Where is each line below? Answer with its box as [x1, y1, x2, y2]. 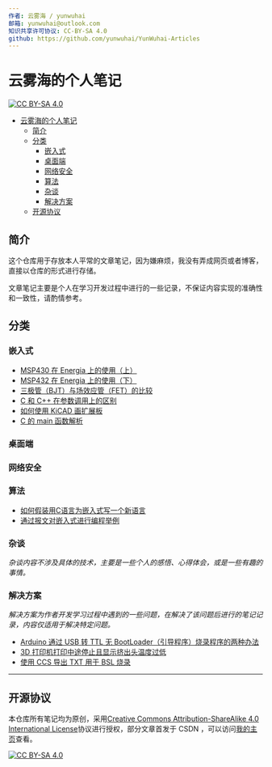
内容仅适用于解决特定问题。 [22, 620, 115, 629]
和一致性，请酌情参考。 [8, 293, 86, 303]
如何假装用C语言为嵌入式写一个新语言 [19, 505, 147, 515]
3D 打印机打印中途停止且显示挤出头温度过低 [19, 647, 167, 657]
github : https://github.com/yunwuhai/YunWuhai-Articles [8, 34, 200, 43]
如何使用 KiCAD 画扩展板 [19, 405, 103, 415]
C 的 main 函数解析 [19, 416, 83, 426]
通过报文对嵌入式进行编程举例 [19, 515, 119, 525]
